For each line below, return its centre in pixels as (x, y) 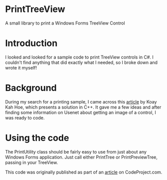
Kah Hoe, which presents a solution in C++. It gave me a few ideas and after (83, 107)
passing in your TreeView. (32, 162)
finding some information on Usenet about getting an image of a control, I (81, 112)
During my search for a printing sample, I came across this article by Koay (81, 101)
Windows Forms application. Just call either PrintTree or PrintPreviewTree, (82, 157)
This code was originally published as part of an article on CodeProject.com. (84, 172)
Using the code (37, 138)
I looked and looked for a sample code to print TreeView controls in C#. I (79, 57)
